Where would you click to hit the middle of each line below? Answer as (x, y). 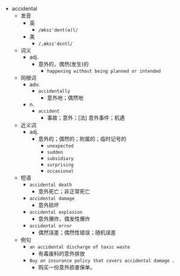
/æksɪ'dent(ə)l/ (58, 30)
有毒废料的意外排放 (62, 253)
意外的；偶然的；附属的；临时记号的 (82, 139)
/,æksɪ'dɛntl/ (55, 44)
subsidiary (60, 159)
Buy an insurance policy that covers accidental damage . (102, 261)
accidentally (54, 91)
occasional (60, 171)
